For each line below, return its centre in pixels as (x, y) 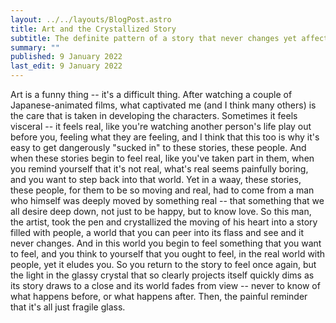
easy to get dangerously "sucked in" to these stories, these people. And (158, 147)
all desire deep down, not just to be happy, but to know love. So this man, (161, 211)
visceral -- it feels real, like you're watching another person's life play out (161, 126)
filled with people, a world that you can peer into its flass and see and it (157, 232)
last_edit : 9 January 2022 (66, 66)
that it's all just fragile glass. (68, 307)
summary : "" (35, 47)
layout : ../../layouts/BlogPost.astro (91, 19)
